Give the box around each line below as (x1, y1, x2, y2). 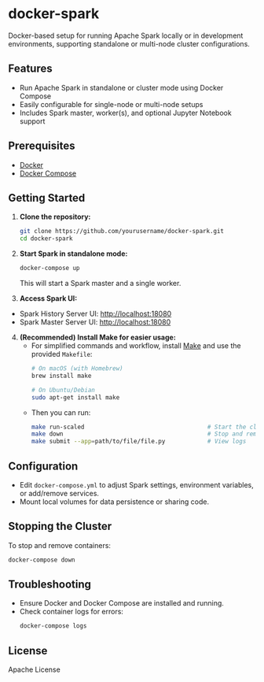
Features (8, 62, 53, 76)
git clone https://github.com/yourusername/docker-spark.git (19, 228, 225, 235)
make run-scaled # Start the (31, 423, 247, 431)
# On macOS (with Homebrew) (31, 365, 123, 373)
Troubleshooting (8, 578, 92, 591)
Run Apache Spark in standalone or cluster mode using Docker (19, 83, 224, 92)
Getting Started (8, 191, 86, 205)
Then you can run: (31, 407, 91, 417)
